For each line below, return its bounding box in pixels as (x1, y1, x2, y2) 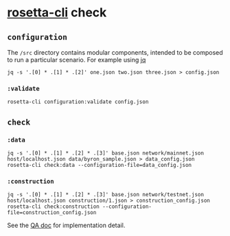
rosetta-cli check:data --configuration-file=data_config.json (7, 161, 192, 168)
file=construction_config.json (7, 209, 97, 216)
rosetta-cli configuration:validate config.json (7, 99, 149, 105)
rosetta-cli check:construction (7, 203, 100, 210)
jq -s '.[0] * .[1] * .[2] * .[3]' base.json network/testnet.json (7, 192, 205, 198)
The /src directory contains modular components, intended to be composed (7, 49, 223, 56)
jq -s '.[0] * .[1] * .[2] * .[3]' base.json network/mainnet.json (7, 149, 205, 157)
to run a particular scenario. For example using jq (7, 56, 146, 64)
